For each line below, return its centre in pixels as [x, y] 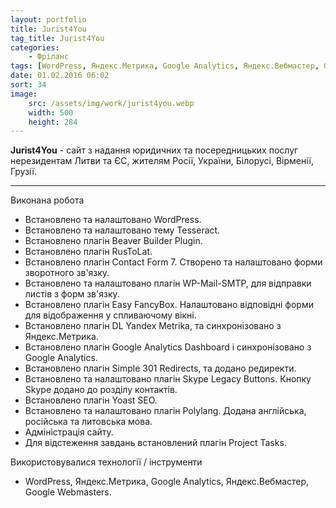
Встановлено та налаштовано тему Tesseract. [122, 230]
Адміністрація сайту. [69, 432]
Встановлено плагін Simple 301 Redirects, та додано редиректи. [160, 368]
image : [24, 94]
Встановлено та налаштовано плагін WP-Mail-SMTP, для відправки [168, 283]
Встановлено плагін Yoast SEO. [91, 400]
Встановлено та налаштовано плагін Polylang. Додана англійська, [165, 411]
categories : [35, 47]
